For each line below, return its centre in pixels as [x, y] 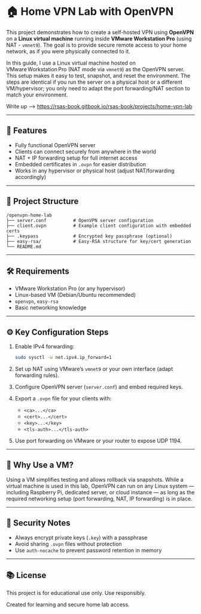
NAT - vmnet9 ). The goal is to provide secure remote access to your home [97, 45]
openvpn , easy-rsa [36, 301]
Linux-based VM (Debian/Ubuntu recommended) [75, 295]
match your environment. [37, 95]
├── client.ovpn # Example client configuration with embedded [99, 226]
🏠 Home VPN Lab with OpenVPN [90, 12]
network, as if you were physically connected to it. [68, 51]
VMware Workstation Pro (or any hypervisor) [70, 288]
